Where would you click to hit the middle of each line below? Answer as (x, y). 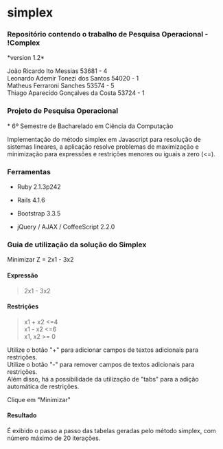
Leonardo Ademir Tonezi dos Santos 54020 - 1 (73, 79)
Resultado (22, 415)
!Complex (24, 43)
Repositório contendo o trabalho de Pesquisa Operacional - (108, 34)
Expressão (23, 275)
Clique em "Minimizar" (39, 399)
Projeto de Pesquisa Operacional (63, 111)
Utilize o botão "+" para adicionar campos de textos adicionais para (103, 350)
